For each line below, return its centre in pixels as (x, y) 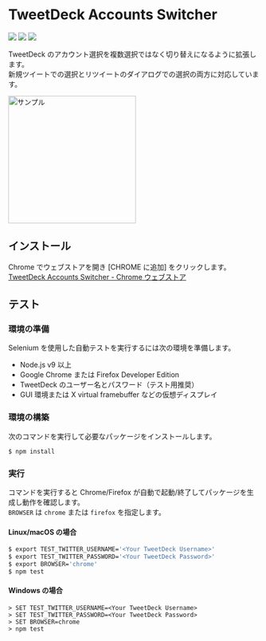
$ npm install (32, 451)
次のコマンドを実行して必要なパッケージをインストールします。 (112, 436)
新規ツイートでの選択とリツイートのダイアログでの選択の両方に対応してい (130, 74)
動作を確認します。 (53, 502)
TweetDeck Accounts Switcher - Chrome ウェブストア (98, 277)
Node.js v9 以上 (45, 365)
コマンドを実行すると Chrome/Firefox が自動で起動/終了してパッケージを (127, 492)
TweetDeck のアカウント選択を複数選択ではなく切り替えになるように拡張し (133, 54)
